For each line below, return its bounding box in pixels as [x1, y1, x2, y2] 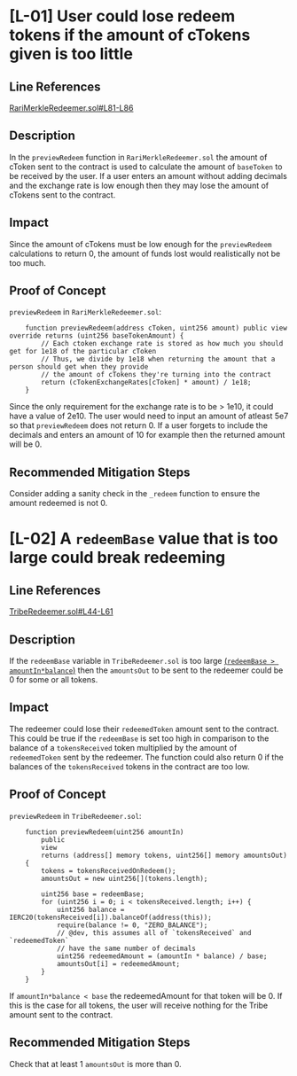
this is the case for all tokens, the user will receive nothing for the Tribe [9, 1000, 269, 1010]
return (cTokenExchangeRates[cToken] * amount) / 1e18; [41, 378, 252, 387]
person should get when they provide [9, 363, 149, 371]
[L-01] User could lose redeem [9, 6, 236, 27]
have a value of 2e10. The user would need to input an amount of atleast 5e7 [9, 410, 289, 422]
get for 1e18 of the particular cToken [9, 347, 157, 356]
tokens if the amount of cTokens [9, 25, 251, 45]
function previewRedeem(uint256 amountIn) [25, 827, 184, 837]
